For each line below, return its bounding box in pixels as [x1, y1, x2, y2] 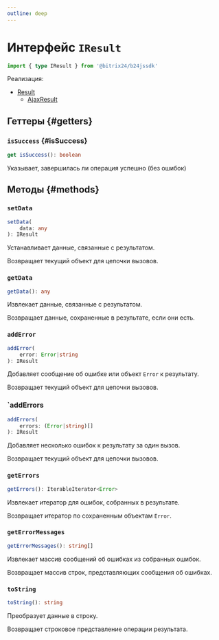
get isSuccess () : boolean [7, 152, 81, 159]
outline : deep [7, 10, 48, 17]
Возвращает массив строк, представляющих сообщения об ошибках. [7, 568, 213, 576]
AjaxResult [27, 96, 58, 104]
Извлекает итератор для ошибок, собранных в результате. [7, 498, 180, 506]
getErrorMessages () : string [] [7, 542, 94, 549]
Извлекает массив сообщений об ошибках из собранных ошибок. [7, 555, 201, 563]
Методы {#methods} [7, 184, 100, 196]
